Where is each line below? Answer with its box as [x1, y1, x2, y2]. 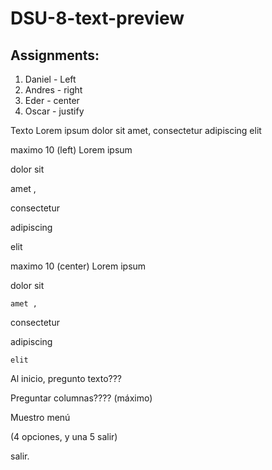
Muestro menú [10, 412, 71, 423]
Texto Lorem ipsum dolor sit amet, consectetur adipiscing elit [10, 125, 262, 136]
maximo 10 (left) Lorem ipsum [10, 144, 133, 156]
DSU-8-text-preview [10, 7, 185, 30]
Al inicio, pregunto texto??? [10, 373, 122, 384]
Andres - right [24, 84, 83, 96]
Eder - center [24, 95, 80, 106]
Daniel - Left [24, 73, 77, 85]
